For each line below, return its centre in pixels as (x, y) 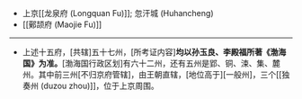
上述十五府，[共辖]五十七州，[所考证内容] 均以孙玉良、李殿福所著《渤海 (154, 52)
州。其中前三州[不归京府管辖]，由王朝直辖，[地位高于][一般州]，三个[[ (152, 74)
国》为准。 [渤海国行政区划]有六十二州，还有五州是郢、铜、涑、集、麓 (151, 63)
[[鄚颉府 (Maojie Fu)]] (62, 24)
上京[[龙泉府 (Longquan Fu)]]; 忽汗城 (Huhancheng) (118, 13)
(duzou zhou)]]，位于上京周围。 (99, 85)
